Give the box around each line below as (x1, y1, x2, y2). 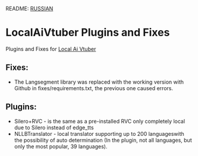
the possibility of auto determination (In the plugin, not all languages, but (14, 136, 192, 144)
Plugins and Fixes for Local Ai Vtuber (5, 45, 96, 52)
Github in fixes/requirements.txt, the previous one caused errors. (14, 84, 174, 91)
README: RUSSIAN (5, 5, 54, 12)
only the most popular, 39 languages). (14, 142, 108, 150)
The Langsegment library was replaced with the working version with (14, 78, 184, 85)
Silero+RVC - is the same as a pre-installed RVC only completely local (14, 117, 186, 125)
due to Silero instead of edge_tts (14, 124, 94, 131)
